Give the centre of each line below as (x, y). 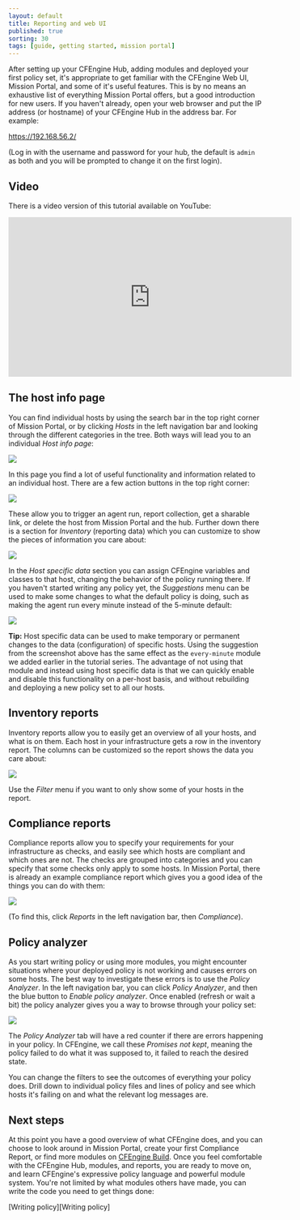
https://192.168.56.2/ (42, 137)
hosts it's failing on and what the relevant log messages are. (108, 1094)
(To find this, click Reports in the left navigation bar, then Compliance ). (126, 917)
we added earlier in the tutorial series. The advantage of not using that (126, 661)
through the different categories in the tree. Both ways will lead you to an (130, 434)
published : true (36, 31)
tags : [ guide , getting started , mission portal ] (92, 46)
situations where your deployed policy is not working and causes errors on (133, 970)
